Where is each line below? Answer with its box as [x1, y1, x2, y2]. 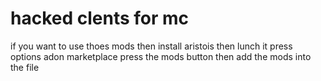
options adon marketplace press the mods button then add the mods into [10, 50, 312, 62]
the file [10, 61, 40, 73]
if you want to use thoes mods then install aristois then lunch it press [10, 40, 293, 52]
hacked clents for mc [10, 7, 190, 30]
